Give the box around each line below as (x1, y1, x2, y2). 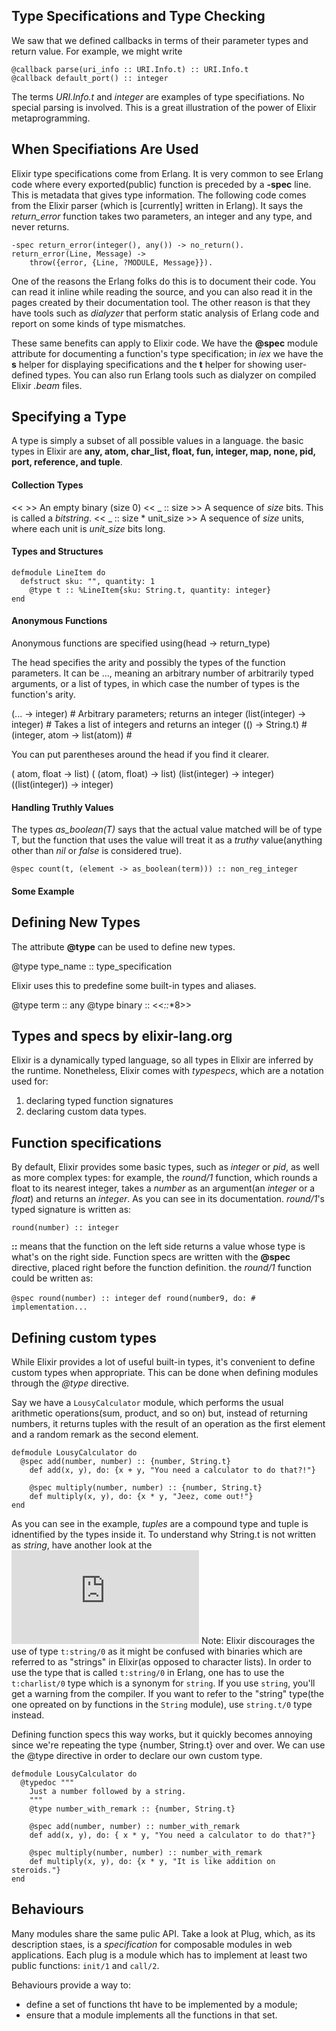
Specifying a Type (11, 409, 127, 426)
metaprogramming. (11, 112, 91, 124)
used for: (11, 1075, 49, 1088)
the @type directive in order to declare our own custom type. (11, 1750, 263, 1762)
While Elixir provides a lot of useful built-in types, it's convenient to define (11, 1356, 316, 1368)
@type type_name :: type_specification (11, 960, 173, 972)
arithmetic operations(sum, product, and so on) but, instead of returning (11, 1407, 308, 1419)
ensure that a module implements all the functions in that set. (25, 2009, 278, 2021)
